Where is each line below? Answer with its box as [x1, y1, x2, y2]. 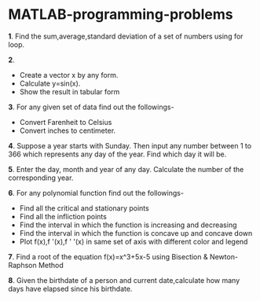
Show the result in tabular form [19, 86, 120, 96]
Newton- [209, 251, 238, 261]
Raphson [8, 260, 37, 270]
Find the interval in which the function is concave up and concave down [19, 228, 253, 237]
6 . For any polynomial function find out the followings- [8, 188, 185, 197]
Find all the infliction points [19, 211, 108, 221]
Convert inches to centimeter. [19, 126, 116, 135]
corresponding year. [8, 173, 74, 182]
